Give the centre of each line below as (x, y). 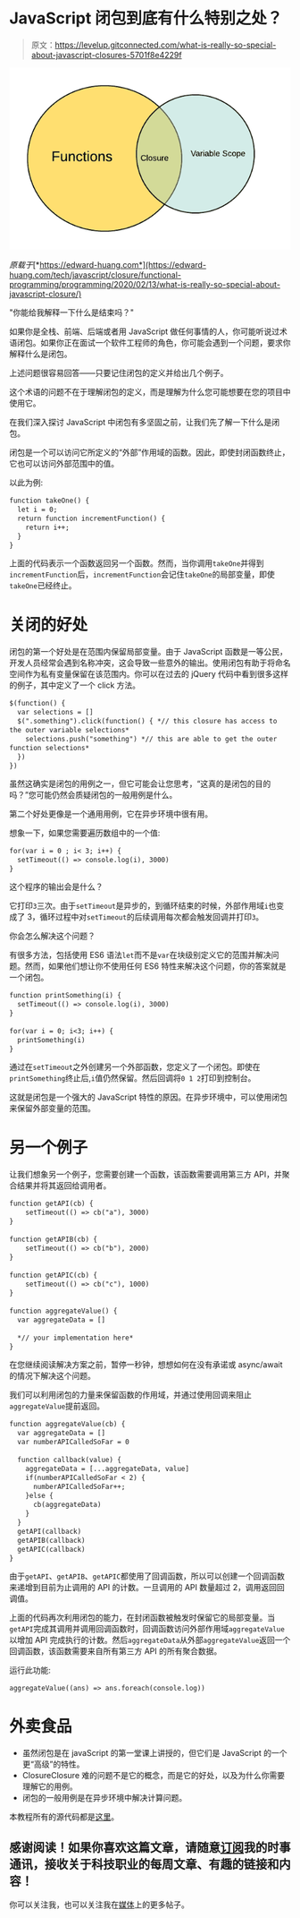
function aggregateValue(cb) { (67, 1424)
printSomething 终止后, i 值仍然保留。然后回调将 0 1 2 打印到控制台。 (133, 1078)
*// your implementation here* (75, 1338)
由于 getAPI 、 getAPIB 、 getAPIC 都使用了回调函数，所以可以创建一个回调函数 (147, 1576)
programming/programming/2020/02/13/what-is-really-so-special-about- (145, 285)
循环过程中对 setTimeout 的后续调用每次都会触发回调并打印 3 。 (152, 917)
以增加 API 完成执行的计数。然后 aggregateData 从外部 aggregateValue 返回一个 (150, 1640)
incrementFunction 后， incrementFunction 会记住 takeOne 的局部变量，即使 (142, 575)
